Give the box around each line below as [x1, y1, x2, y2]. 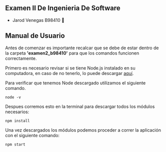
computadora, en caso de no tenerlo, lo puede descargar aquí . [5, 70, 134, 76]
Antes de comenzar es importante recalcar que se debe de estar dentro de [5, 45, 159, 51]
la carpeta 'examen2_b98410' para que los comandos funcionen [5, 50, 140, 56]
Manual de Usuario [5, 32, 65, 40]
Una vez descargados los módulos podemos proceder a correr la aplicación [5, 127, 161, 133]
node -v [5, 94, 21, 100]
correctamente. [5, 55, 37, 61]
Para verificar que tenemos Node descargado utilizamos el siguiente [5, 79, 146, 86]
